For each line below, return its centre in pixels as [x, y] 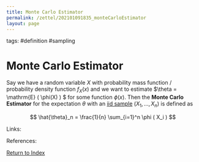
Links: [14, 129]
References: [21, 141]
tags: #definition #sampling [41, 41]
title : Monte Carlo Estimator [45, 12]
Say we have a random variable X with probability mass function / [89, 83]
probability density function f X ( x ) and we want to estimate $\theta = [92, 90]
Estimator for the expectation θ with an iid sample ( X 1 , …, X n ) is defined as [100, 104]
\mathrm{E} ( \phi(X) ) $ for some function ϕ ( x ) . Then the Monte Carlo [95, 97]
